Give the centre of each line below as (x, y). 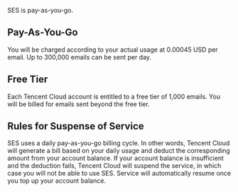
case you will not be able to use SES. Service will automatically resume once (119, 174)
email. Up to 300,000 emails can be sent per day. (79, 57)
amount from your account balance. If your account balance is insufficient (115, 158)
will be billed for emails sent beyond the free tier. (79, 104)
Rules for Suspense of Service (76, 126)
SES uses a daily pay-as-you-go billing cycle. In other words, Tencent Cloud (119, 143)
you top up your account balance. (57, 181)
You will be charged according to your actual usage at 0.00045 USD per (113, 50)
